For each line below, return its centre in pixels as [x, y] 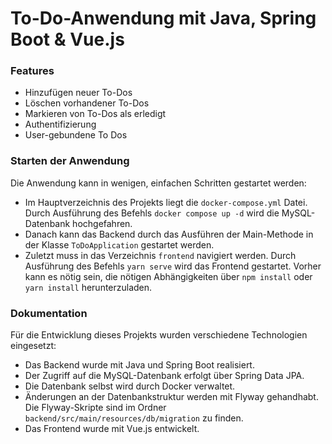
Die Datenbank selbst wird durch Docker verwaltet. [130, 386]
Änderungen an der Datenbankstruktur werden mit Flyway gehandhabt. [171, 397]
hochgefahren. [102, 223]
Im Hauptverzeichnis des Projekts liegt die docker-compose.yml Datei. [166, 202]
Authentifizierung [60, 124]
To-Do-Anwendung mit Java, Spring [163, 18]
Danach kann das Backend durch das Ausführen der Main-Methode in [169, 234]
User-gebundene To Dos [76, 135]
